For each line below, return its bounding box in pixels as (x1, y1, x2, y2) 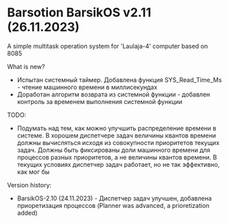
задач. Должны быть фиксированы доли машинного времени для (16, 146, 210, 154)
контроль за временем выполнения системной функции (16, 97, 183, 105)
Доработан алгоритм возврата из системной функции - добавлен (16, 90, 210, 99)
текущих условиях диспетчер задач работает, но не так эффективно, (16, 160, 220, 168)
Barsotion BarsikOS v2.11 (7, 5, 152, 21)
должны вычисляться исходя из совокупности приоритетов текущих (16, 138, 220, 146)
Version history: (7, 181, 52, 189)
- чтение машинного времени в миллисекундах (16, 83, 158, 91)
